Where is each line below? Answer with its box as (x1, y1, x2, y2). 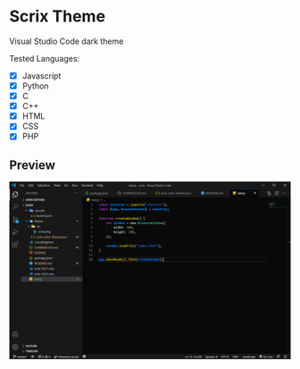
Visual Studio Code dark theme (9, 36, 124, 46)
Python (21, 80, 49, 91)
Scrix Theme (9, 6, 105, 27)
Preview (9, 157, 56, 172)
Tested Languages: (9, 53, 80, 63)
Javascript (21, 70, 62, 81)
